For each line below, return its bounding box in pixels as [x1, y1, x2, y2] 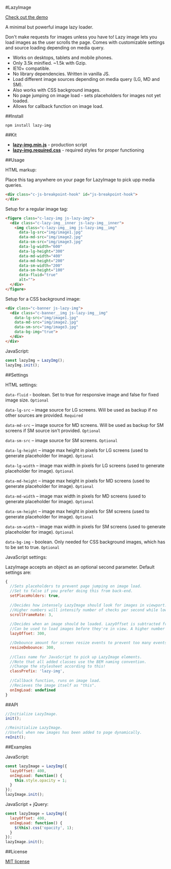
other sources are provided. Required [5, 412, 83, 418]
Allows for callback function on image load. [12, 103, 104, 109]
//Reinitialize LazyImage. [5, 725, 63, 731]
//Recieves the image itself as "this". [10, 683, 97, 688]
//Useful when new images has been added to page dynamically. [5, 730, 142, 735]
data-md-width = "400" [18, 253, 63, 258]
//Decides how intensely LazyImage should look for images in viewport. [10, 602, 167, 607]
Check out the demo [5, 14, 48, 20]
